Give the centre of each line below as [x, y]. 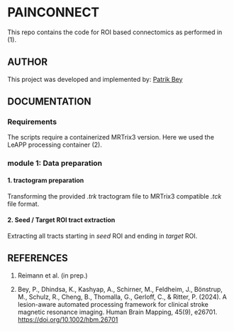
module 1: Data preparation [55, 163]
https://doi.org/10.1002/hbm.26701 [68, 319]
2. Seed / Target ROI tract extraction [61, 220]
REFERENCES [38, 258]
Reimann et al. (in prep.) [52, 275]
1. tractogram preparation [46, 180]
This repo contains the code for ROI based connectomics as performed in [115, 32]
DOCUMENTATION [49, 101]
